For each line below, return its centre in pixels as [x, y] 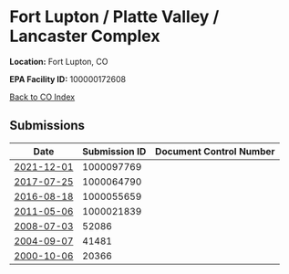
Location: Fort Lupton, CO [59, 61]
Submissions [47, 126]
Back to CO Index [42, 97]
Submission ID [114, 151]
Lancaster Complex [85, 36]
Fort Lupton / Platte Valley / [114, 17]
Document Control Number [215, 151]
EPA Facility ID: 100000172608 [67, 79]
